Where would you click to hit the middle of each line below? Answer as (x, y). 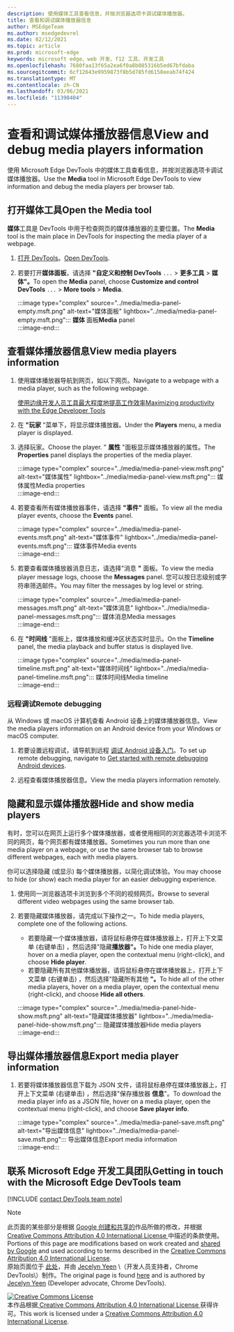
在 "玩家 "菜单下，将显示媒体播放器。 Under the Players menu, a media (119, 424)
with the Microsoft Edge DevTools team (94, 1182)
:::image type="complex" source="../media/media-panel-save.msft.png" (121, 1122)
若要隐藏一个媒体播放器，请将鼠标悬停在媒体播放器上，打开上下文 (122, 937)
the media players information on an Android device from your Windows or (114, 728)
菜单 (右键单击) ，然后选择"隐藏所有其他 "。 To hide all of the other (129, 979)
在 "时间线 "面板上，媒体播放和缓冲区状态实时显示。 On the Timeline (116, 638)
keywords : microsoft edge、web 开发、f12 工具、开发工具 (86, 59)
